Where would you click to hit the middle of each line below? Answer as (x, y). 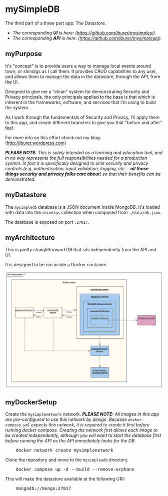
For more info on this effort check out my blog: (53, 137)
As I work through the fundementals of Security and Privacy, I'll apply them (82, 117)
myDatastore (26, 195)
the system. (17, 107)
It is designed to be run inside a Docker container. (56, 265)
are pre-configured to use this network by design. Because (66, 419)
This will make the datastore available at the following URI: (65, 479)
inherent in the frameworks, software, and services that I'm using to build (80, 102)
